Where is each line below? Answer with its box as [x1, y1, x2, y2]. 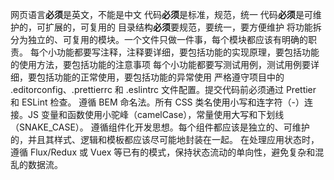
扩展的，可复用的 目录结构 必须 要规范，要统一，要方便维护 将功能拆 [44, 21, 322, 33]
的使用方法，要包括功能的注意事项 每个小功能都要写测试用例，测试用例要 [10, 59, 311, 70]
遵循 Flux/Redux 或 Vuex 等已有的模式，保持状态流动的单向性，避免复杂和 [10, 146, 316, 158]
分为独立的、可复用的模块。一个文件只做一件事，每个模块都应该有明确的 [10, 34, 308, 45]
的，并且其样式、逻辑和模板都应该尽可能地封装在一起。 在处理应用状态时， [10, 134, 320, 145]
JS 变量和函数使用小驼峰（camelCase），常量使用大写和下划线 [27, 109, 285, 120]
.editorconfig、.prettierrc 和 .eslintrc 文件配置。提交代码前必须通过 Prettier [10, 84, 317, 95]
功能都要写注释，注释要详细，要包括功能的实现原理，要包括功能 [56, 46, 320, 58]
